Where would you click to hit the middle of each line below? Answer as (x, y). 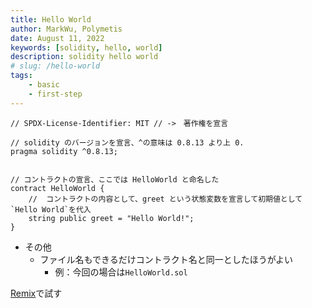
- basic (44, 85)
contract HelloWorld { (57, 188)
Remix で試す (36, 293)
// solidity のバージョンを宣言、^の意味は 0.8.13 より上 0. (127, 142)
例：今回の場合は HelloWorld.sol (121, 272)
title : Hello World (51, 19)
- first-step (55, 94)
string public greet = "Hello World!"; (111, 218)
